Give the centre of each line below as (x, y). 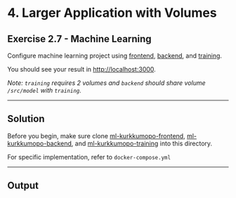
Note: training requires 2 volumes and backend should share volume (106, 83)
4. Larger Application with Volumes (112, 13)
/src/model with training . (45, 90)
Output (23, 186)
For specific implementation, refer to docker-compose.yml (89, 157)
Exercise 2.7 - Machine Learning (80, 39)
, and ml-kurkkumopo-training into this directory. (142, 143)
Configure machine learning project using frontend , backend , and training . (115, 55)
